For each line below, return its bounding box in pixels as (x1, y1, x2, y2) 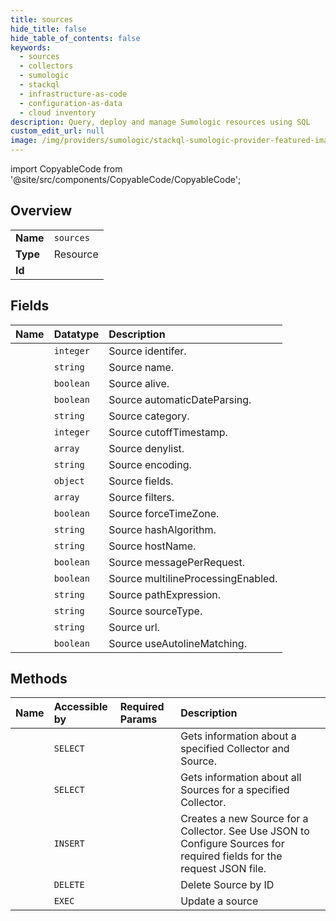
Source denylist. (108, 441, 185, 455)
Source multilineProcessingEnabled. (108, 571, 278, 585)
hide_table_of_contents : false (10, 33, 141, 43)
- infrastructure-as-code (19, 89, 128, 99)
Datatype (53, 327, 100, 341)
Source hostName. (108, 539, 197, 553)
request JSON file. (180, 862, 267, 876)
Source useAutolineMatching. (108, 636, 247, 650)
